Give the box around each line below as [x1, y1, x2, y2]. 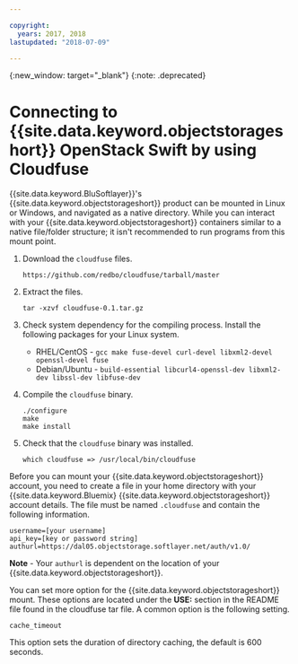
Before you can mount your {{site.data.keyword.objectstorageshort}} [9, 471, 265, 482]
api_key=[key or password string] [9, 535, 139, 544]
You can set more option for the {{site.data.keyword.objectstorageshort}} [9, 585, 280, 596]
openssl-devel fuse [35, 356, 110, 365]
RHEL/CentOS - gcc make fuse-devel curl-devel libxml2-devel [35, 346, 273, 357]
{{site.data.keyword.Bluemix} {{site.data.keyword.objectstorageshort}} [9, 490, 271, 501]
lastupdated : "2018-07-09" [9, 38, 110, 47]
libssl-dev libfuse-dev [52, 373, 141, 382]
